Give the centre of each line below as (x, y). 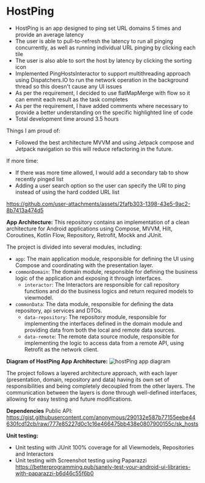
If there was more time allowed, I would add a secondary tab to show (102, 173)
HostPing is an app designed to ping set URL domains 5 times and (98, 28)
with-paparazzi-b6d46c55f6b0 (54, 473)
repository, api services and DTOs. (59, 310)
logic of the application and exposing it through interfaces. (89, 278)
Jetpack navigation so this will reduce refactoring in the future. (94, 149)
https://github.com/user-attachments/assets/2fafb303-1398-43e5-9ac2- (99, 204)
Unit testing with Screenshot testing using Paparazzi (81, 460)
